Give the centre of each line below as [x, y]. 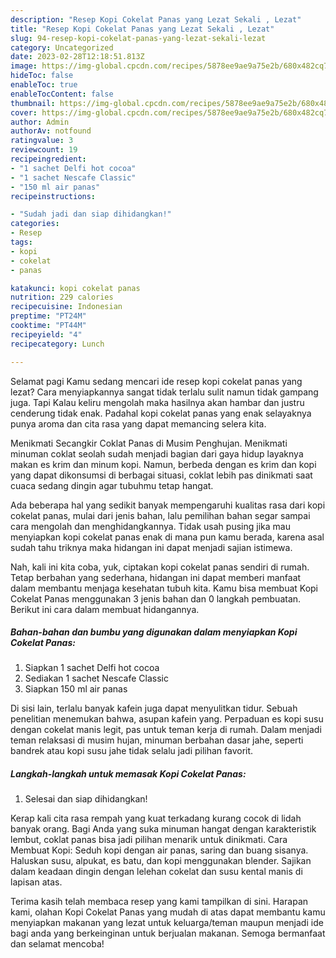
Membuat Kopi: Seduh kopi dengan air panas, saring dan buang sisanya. [159, 850]
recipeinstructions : [53, 196]
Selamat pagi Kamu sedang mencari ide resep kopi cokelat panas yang [156, 381]
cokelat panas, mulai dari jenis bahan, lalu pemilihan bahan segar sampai [160, 515]
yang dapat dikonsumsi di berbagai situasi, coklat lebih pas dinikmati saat [161, 475]
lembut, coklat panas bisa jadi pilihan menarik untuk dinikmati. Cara [149, 840]
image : [24, 66]
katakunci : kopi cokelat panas [75, 288]
